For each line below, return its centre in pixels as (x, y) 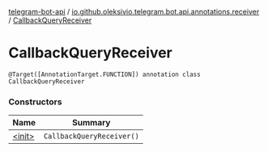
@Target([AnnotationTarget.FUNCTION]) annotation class (104, 74)
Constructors (35, 102)
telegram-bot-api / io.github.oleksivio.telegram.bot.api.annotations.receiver (134, 12)
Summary (91, 123)
